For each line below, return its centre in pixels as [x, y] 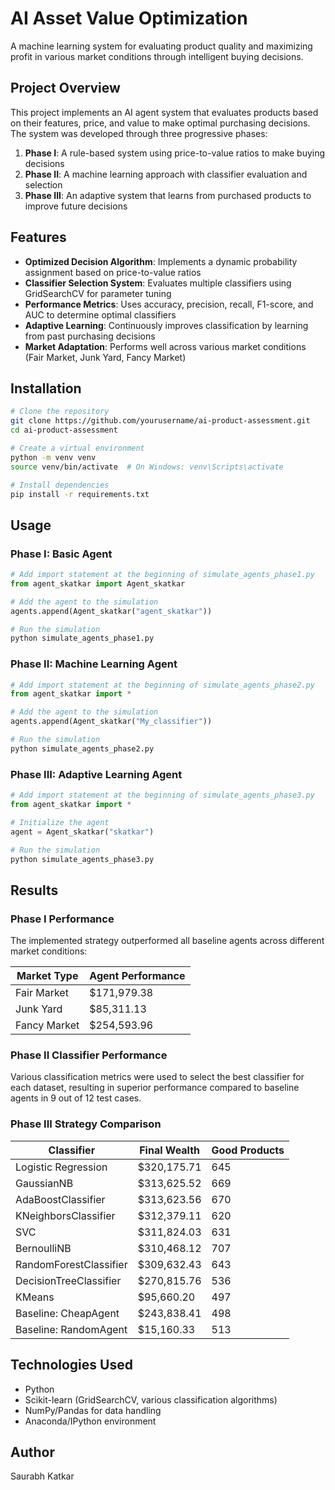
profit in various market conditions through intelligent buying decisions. [157, 56]
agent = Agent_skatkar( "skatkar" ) [82, 832]
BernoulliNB [43, 1248]
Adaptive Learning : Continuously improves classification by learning [166, 325]
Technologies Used [71, 1365]
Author [32, 1452]
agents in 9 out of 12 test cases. [76, 1098]
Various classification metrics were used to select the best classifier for [157, 1077]
